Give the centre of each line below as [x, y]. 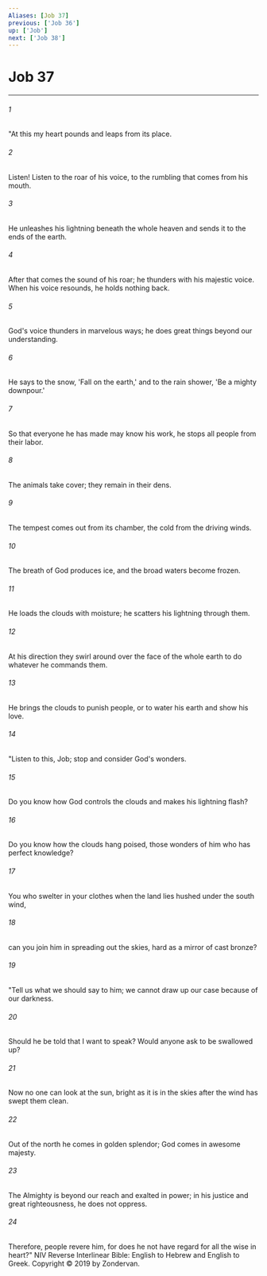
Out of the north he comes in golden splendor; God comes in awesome [124, 1144]
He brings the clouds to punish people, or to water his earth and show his [128, 707]
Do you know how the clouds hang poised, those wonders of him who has [130, 845]
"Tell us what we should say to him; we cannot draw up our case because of [133, 990]
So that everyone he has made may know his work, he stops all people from [132, 434]
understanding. [33, 340]
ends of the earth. [38, 236]
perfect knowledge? [41, 853]
